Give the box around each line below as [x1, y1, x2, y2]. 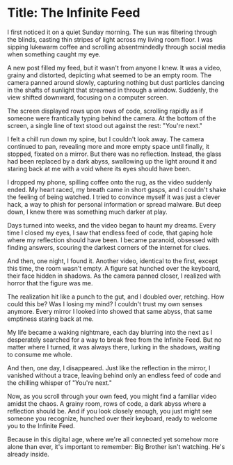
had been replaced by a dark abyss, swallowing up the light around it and [7, 157, 217, 165]
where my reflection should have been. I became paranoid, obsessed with [7, 235, 220, 244]
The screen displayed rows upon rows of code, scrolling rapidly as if [7, 107, 204, 115]
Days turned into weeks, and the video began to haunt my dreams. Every [7, 221, 216, 229]
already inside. [7, 450, 50, 458]
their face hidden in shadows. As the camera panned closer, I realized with [7, 271, 221, 280]
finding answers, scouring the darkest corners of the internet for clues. [7, 243, 211, 251]
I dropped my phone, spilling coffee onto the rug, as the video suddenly [7, 178, 212, 186]
